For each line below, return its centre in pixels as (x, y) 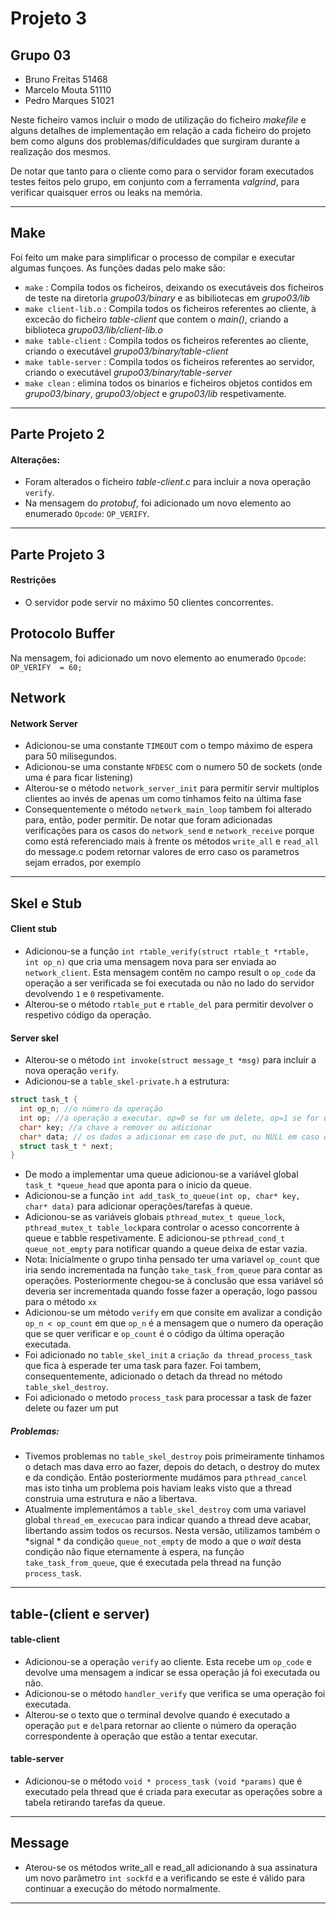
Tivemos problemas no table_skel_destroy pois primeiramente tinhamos (174, 1456)
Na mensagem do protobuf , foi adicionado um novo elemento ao (158, 503)
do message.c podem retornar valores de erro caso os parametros (162, 852)
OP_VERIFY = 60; (46, 667)
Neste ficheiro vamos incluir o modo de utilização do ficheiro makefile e (158, 120)
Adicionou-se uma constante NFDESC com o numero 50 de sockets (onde (173, 767)
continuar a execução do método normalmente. (122, 1888)
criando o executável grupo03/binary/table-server (128, 372)
